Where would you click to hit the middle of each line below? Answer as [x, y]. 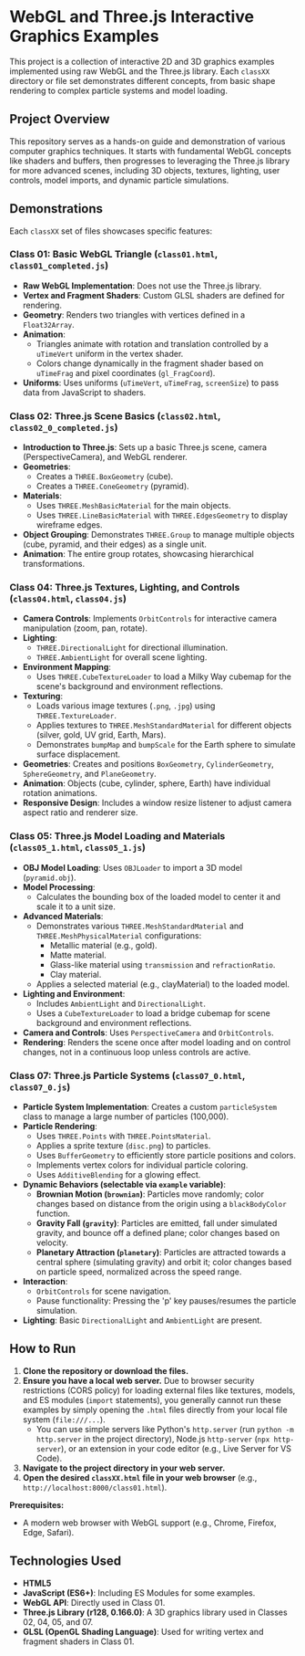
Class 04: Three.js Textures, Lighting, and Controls [125, 588]
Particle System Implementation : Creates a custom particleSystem [150, 1107]
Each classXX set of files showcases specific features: [111, 231]
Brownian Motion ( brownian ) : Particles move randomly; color [150, 1194]
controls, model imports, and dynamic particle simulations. [119, 180]
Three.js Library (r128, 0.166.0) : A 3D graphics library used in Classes [155, 1612]
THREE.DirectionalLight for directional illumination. [132, 648]
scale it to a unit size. [76, 907]
